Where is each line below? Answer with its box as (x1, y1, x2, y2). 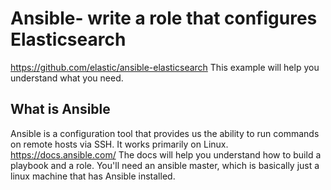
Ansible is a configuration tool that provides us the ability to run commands (10, 127, 320, 139)
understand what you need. (10, 72, 124, 84)
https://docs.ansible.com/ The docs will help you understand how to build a (10, 148, 322, 161)
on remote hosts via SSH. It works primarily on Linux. (10, 138, 229, 150)
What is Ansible (10, 101, 111, 118)
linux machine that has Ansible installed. (10, 170, 176, 182)
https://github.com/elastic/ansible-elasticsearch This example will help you (10, 61, 320, 73)
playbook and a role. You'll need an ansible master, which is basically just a (10, 159, 320, 171)
